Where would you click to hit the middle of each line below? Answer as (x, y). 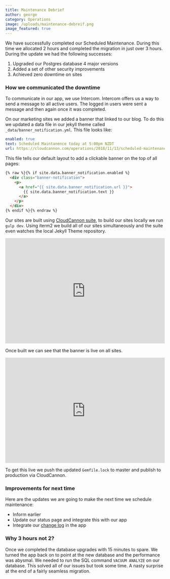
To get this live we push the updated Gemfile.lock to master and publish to (83, 470)
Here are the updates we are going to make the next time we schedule (78, 500)
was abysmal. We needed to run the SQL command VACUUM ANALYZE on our (82, 560)
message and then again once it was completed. (56, 109)
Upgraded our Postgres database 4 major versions (65, 64)
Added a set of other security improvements (59, 69)
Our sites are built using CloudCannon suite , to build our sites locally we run (84, 220)
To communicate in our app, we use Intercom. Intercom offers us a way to (82, 99)
